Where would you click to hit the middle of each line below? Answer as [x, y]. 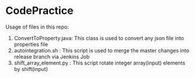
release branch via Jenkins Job [52, 56]
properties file [31, 44]
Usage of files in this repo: [37, 27]
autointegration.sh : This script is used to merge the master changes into [102, 50]
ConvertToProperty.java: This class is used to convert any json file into [99, 38]
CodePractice [40, 11]
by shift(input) [31, 69]
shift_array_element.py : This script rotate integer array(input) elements [100, 63]
